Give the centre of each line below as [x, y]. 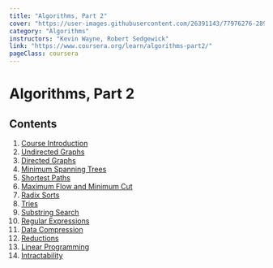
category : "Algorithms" [49, 31]
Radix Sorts [40, 195]
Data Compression [52, 229]
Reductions [40, 238]
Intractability [42, 255]
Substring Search [50, 212]
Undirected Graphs [53, 152]
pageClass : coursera [44, 54]
